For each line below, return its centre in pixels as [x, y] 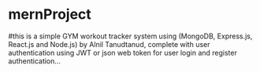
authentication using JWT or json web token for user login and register [123, 52]
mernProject [50, 14]
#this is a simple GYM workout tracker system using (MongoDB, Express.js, [130, 36]
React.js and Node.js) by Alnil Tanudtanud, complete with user [109, 44]
